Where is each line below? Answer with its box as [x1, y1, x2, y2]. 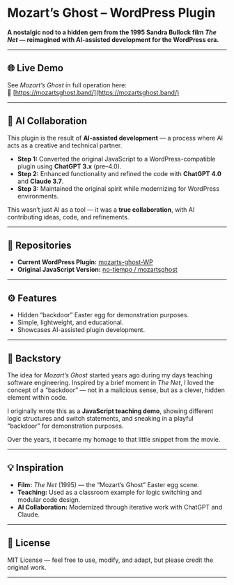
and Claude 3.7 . [17, 177, 64, 185]
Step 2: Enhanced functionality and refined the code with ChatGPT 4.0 [17, 169, 221, 178]
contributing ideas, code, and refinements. [7, 212, 130, 221]
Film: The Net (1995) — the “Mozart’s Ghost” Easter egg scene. [17, 480, 200, 489]
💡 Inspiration [7, 462, 64, 474]
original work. [7, 563, 47, 571]
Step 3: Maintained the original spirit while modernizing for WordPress [17, 184, 219, 193]
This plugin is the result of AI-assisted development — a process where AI [7, 133, 224, 142]
